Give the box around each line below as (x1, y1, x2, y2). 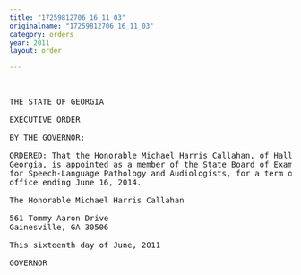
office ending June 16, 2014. (9, 177, 142, 188)
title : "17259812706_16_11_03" (9, 13, 126, 22)
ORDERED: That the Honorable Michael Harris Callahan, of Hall (9, 150, 293, 161)
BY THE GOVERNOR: (9, 133, 85, 143)
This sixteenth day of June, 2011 (9, 240, 161, 251)
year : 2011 (9, 38, 50, 47)
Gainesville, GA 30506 (9, 222, 109, 233)
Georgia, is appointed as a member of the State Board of (9, 159, 270, 170)
